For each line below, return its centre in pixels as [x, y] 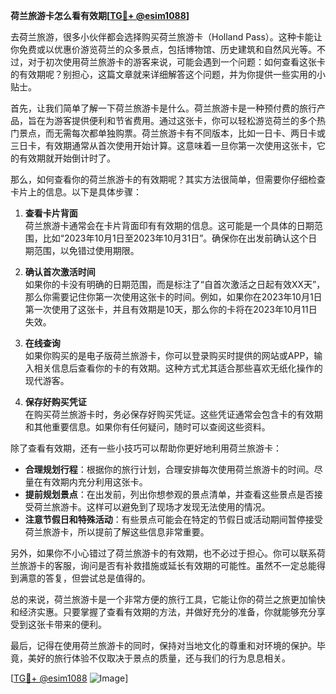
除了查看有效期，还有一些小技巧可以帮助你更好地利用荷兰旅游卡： [146, 448]
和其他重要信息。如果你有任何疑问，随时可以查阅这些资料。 [147, 427]
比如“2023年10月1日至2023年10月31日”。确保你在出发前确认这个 [175, 238]
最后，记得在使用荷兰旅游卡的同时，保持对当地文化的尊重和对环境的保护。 [163, 645]
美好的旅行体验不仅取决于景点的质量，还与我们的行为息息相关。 [159, 658]
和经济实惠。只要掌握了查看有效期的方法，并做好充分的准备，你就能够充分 [163, 612]
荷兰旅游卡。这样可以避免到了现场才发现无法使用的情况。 [152, 507]
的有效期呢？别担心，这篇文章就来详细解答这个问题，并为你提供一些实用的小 [168, 74]
